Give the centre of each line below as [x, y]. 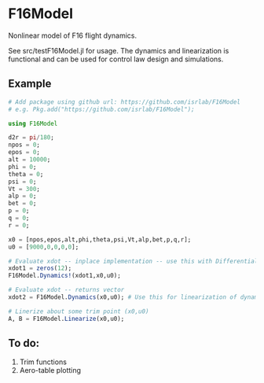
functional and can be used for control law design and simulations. [116, 59]
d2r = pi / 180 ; [31, 138]
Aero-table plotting [50, 370]
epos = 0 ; [24, 153]
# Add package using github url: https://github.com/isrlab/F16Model [125, 102]
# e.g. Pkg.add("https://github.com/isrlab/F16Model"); [101, 109]
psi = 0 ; [22, 182]
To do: [24, 343]
